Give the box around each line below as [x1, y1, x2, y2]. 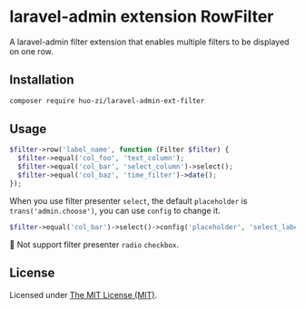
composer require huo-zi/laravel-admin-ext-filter [9, 96, 205, 105]
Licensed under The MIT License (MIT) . [9, 289, 158, 300]
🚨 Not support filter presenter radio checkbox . [9, 238, 180, 250]
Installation [9, 72, 74, 88]
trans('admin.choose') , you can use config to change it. [9, 205, 221, 216]
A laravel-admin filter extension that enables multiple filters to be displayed [9, 36, 290, 47]
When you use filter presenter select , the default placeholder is [9, 195, 248, 206]
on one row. [9, 45, 54, 56]
